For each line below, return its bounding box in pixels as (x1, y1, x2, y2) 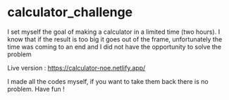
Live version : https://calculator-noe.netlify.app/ (7, 63, 146, 72)
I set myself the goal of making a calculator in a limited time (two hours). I (7, 27, 221, 36)
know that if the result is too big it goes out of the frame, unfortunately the (7, 35, 223, 43)
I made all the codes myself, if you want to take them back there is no (7, 77, 209, 85)
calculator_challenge (7, 4, 133, 20)
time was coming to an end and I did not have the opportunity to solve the (7, 42, 222, 51)
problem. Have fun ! (7, 85, 65, 93)
